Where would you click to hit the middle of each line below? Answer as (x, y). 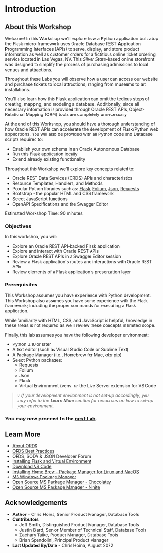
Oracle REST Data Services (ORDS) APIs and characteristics (72, 178)
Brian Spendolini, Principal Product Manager (64, 540)
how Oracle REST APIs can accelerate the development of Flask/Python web (82, 129)
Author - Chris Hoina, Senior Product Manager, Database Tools (76, 515)
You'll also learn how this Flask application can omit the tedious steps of (77, 99)
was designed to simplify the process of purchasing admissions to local (77, 65)
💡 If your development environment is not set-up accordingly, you (83, 395)
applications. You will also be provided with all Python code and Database (79, 134)
